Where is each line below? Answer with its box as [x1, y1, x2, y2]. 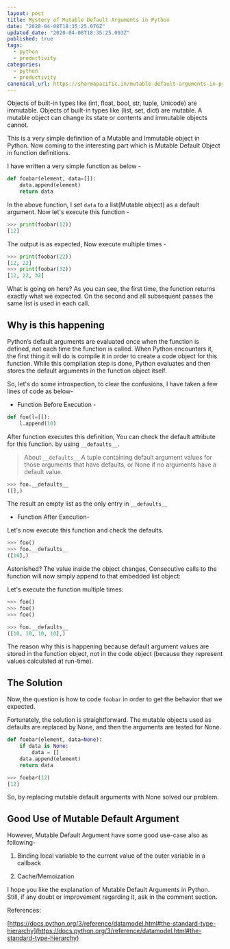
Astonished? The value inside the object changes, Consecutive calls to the [7, 565, 217, 573]
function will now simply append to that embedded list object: [7, 572, 181, 581]
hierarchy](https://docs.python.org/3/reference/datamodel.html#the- [7, 927, 202, 935]
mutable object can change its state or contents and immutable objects [7, 114, 207, 122]
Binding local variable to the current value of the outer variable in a [16, 852, 205, 860]
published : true [7, 36, 53, 43]
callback [16, 859, 41, 867]
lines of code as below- [7, 387, 74, 395]
